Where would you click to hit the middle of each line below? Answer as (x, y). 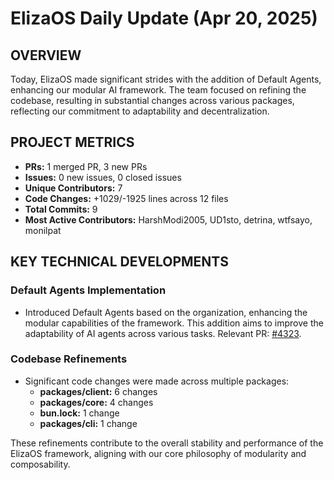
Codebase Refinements (69, 359)
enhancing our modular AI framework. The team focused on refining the (158, 90)
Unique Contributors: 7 (73, 188)
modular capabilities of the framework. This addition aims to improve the (174, 323)
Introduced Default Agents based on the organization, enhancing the (166, 312)
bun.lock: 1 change (79, 413)
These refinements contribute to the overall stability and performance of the (167, 443)
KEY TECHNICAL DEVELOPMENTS (119, 262)
